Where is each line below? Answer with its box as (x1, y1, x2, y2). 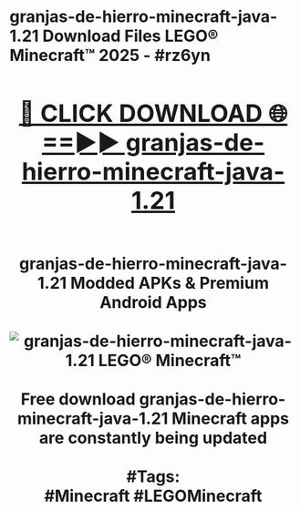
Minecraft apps (171, 408, 290, 429)
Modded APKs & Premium (69, 272, 269, 293)
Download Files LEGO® (42, 26, 219, 46)
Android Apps (99, 291, 207, 312)
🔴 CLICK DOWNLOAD (18, 97, 263, 128)
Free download (20, 389, 136, 409)
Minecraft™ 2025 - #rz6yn (9, 46, 212, 66)
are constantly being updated (39, 427, 267, 448)
